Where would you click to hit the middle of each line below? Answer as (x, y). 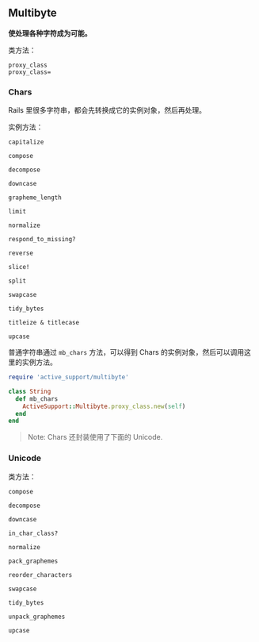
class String (30, 391)
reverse (21, 253)
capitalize (26, 142)
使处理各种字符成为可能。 (50, 33)
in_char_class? (33, 533)
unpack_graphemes (37, 617)
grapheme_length (35, 198)
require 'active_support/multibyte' (69, 377)
